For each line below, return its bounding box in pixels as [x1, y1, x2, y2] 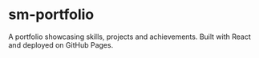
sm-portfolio [8, 6, 95, 24]
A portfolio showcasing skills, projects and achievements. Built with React [8, 32, 251, 41]
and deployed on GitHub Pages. [8, 40, 114, 49]
